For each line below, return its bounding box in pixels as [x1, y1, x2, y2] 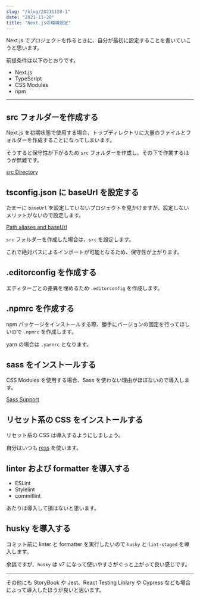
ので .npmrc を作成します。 [11, 328, 77, 335]
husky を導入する [6, 523, 71, 534]
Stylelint [14, 486, 35, 493]
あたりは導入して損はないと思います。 [6, 504, 100, 512]
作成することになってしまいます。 [32, 136, 115, 143]
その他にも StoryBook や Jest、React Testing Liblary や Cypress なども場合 [6, 579, 191, 586]
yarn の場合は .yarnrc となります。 [6, 341, 92, 348]
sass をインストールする [6, 360, 96, 370]
